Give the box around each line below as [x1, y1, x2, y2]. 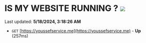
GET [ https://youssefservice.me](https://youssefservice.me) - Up [11, 28, 141, 33]
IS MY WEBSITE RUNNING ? [4, 3, 119, 14]
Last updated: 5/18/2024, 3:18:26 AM [4, 19, 81, 24]
